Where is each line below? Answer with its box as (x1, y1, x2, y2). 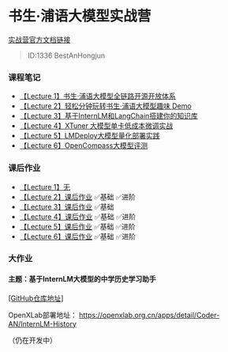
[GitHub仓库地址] (8, 293, 64, 303)
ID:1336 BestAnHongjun (27, 51, 106, 60)
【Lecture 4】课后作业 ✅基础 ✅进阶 (19, 211, 136, 221)
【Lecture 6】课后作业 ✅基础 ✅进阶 (19, 231, 136, 241)
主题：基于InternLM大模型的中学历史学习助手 (8, 274, 156, 284)
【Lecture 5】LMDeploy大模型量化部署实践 (19, 131, 160, 141)
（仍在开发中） (8, 335, 57, 345)
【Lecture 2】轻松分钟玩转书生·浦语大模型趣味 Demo (19, 101, 192, 111)
